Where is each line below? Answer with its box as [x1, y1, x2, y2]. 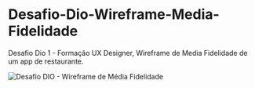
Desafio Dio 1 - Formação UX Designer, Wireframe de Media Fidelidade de [8, 48, 248, 57]
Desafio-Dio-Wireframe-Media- [8, 5, 220, 24]
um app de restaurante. [8, 57, 84, 66]
